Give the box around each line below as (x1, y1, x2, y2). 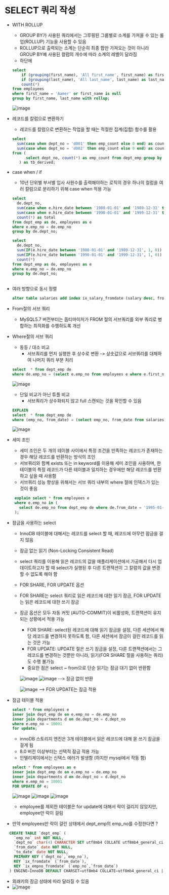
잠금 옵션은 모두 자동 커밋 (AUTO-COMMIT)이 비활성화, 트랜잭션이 (19, 609, 152, 616)
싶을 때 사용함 (29, 473, 57, 479)
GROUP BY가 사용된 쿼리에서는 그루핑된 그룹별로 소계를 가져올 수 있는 (19, 32, 159, 38)
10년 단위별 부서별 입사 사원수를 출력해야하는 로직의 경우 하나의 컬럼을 (19, 179, 158, 185)
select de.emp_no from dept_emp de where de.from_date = (19, 505, 142, 510)
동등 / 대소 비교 (19, 344, 50, 350)
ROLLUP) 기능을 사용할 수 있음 (25, 39, 87, 45)
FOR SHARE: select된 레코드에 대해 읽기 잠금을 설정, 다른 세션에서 (27, 626, 159, 632)
